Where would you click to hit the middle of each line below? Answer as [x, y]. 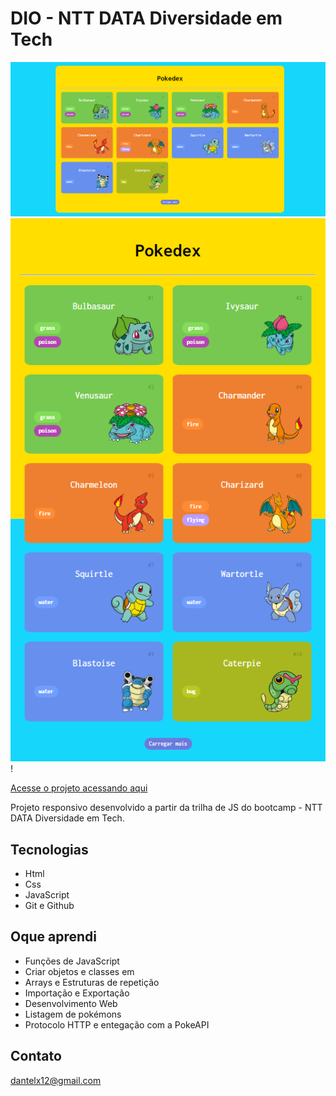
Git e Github [49, 906]
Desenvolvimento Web [71, 1003]
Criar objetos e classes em [79, 971]
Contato [36, 1056]
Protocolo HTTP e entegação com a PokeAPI [117, 1024]
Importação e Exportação [77, 993]
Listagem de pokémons [73, 1014]
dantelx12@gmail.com [56, 1080]
